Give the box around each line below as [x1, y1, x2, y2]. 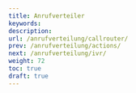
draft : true [8, 72, 49, 80]
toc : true [8, 65, 42, 73]
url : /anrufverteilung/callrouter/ [8, 34, 129, 43]
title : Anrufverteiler [8, 11, 85, 20]
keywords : [8, 19, 42, 27]
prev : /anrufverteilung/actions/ [8, 42, 121, 50]
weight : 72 [8, 57, 45, 66]
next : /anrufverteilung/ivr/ [8, 49, 107, 57]
